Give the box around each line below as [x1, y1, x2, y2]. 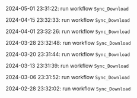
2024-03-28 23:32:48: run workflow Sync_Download [5, 40, 131, 46]
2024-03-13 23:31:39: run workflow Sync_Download [5, 62, 129, 69]
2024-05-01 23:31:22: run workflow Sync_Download [5, 5, 129, 12]
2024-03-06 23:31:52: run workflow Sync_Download [5, 74, 130, 80]
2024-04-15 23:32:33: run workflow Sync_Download [5, 17, 130, 23]
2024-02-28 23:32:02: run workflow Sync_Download [5, 85, 131, 92]
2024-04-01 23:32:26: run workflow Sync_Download [5, 28, 130, 35]
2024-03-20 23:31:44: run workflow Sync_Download [5, 51, 130, 58]
